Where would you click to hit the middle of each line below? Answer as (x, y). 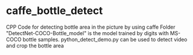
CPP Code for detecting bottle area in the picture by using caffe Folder (91, 27)
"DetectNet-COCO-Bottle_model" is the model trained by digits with (87, 33)
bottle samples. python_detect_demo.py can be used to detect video (105, 39)
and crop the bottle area (35, 46)
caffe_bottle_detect (55, 11)
